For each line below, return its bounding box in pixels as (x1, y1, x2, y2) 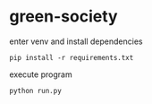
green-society (9, 6, 118, 27)
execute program (9, 69, 73, 80)
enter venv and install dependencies (9, 36, 143, 47)
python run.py (9, 86, 63, 95)
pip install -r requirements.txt (9, 53, 134, 62)
